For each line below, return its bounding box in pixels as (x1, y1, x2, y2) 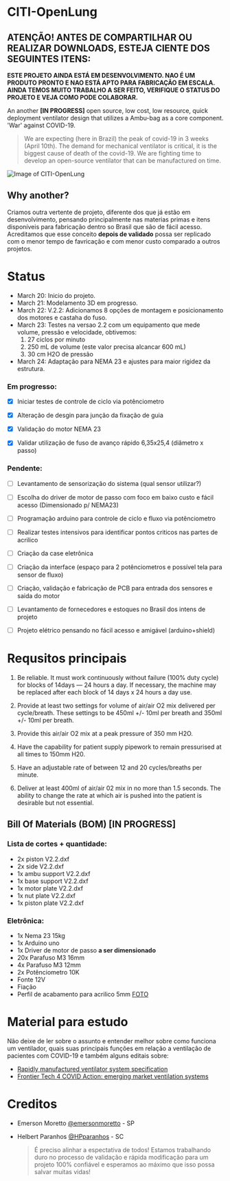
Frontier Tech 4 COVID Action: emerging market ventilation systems (16, 1072, 209, 1081)
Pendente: (7, 464, 43, 474)
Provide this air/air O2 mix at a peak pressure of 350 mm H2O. (16, 730, 194, 738)
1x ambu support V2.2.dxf (16, 869, 91, 877)
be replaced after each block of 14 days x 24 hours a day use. (16, 688, 192, 696)
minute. (16, 771, 39, 779)
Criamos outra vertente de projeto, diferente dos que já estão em (7, 208, 191, 216)
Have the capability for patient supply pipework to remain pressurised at (16, 743, 222, 751)
